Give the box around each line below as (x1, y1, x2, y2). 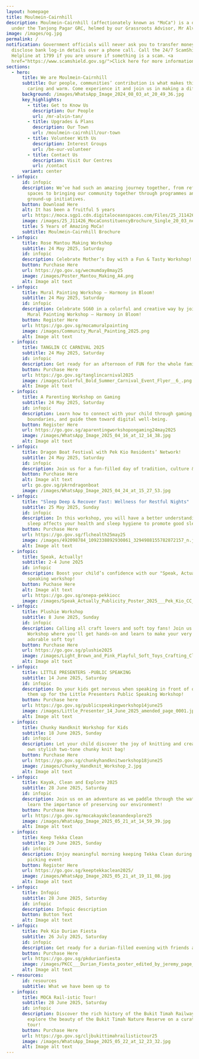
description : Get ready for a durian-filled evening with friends (21, 945, 190, 951)
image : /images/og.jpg (6, 31, 62, 37)
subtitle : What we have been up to (21, 983, 110, 989)
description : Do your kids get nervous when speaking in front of (21, 686, 190, 692)
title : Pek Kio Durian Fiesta (21, 928, 97, 934)
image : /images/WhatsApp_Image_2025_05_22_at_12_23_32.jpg (21, 1038, 171, 1044)
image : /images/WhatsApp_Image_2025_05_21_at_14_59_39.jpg (21, 818, 171, 824)
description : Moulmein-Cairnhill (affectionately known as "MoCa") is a (6, 20, 190, 25)
